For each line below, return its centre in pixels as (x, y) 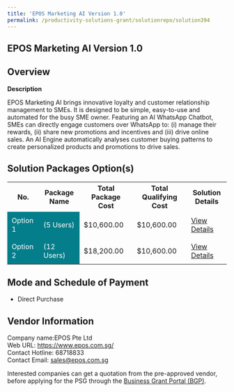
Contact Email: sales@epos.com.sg (58, 360)
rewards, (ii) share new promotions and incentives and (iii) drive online (108, 132)
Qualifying (159, 197)
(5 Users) (59, 225)
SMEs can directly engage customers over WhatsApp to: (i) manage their (112, 124)
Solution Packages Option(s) (71, 169)
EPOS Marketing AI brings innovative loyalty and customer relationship (109, 102)
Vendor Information (50, 321)
